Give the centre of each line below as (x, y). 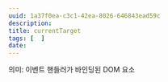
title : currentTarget (45, 31)
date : (17, 46)
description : (30, 23)
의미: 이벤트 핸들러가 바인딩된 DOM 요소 (72, 70)
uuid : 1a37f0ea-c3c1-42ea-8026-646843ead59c (84, 16)
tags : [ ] (27, 38)
